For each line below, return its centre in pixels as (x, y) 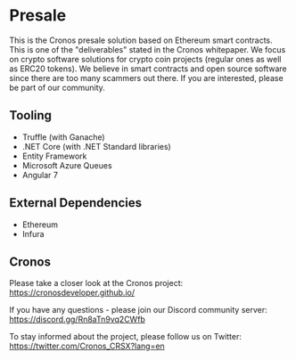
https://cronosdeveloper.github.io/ (72, 293)
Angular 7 (40, 175)
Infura (33, 233)
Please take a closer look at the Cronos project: (96, 283)
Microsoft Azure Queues (67, 165)
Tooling (30, 115)
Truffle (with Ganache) (63, 137)
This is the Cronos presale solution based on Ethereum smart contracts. (141, 40)
